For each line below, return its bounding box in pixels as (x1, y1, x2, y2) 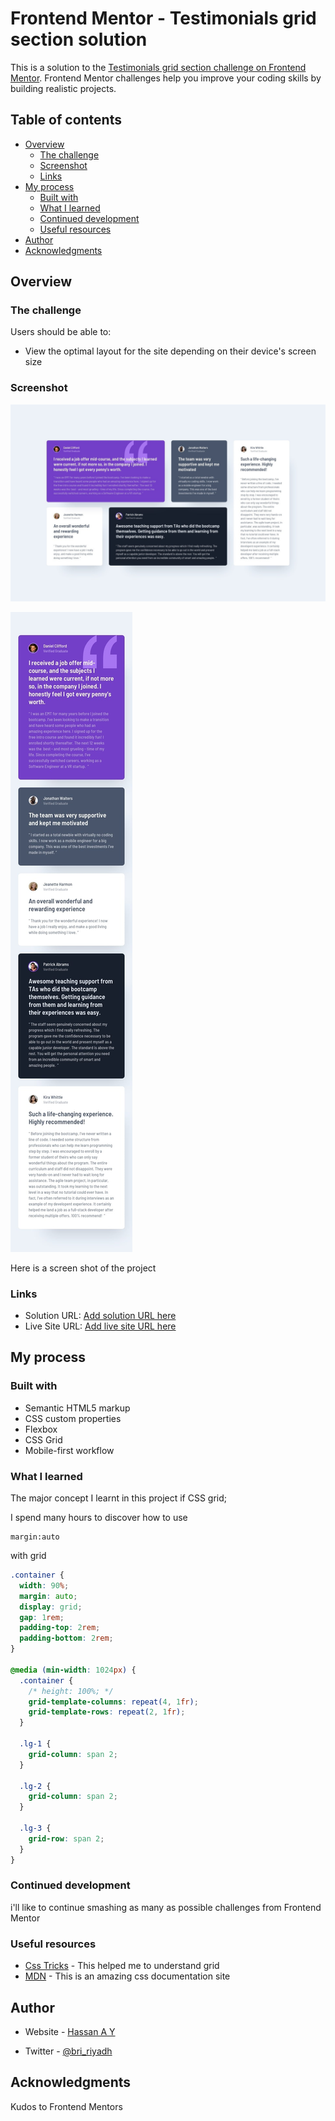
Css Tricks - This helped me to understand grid (24, 1960, 220, 1972)
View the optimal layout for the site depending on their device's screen (24, 345, 317, 357)
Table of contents (10, 112, 122, 129)
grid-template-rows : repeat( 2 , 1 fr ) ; (28, 1707, 186, 1717)
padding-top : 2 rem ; (19, 1623, 101, 1633)
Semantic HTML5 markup (24, 1402, 131, 1414)
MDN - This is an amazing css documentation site (24, 1970, 231, 1982)
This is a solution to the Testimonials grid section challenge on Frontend (10, 61, 307, 73)
